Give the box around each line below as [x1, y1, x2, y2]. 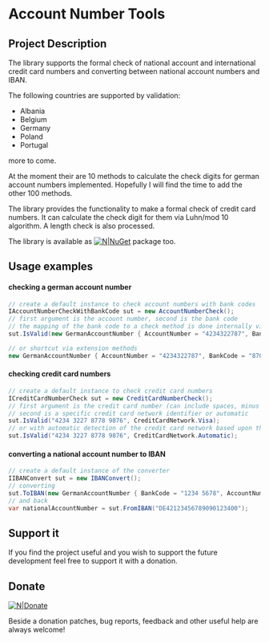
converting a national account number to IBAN [8, 449, 166, 458]
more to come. [8, 156, 57, 165]
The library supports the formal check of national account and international [8, 58, 256, 67]
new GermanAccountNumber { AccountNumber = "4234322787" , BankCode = [8, 351, 246, 360]
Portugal [19, 140, 49, 149]
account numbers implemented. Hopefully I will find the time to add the [8, 180, 243, 189]
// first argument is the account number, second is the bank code [8, 315, 239, 323]
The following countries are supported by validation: [8, 91, 181, 100]
